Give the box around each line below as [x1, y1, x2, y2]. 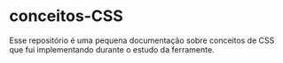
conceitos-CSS [9, 6, 124, 26]
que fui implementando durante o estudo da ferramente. [9, 44, 215, 54]
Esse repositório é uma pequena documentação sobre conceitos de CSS [9, 35, 275, 45]
